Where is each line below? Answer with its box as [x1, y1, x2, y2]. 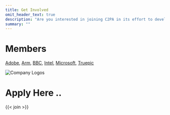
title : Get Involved [5, 7, 49, 13]
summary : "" [5, 21, 30, 27]
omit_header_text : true [5, 12, 56, 17]
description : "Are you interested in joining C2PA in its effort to [5, 17, 153, 22]
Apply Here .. [5, 87, 62, 99]
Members [5, 43, 47, 54]
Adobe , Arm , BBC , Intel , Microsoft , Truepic [5, 60, 94, 66]
